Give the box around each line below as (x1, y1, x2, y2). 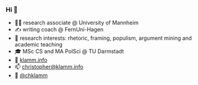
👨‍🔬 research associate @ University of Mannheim (14, 19, 139, 27)
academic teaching (14, 41, 63, 48)
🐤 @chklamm (14, 72, 48, 79)
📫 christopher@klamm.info (14, 63, 84, 71)
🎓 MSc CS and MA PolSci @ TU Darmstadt (14, 48, 124, 55)
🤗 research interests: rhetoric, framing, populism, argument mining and (14, 34, 192, 42)
